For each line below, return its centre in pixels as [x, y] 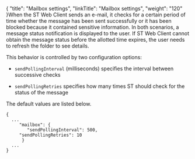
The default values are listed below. [49, 104]
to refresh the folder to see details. [48, 46]
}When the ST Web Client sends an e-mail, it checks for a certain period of [96, 15]
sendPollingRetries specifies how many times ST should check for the [100, 86]
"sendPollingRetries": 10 [51, 135]
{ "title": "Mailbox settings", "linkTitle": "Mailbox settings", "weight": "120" [94, 9]
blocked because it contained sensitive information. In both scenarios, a [93, 27]
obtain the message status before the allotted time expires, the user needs [95, 40]
